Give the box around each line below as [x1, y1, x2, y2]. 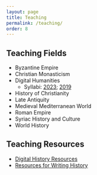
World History [14, 122, 50, 129]
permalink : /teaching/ [6, 20, 63, 26]
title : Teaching [6, 14, 47, 21]
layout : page [6, 8, 39, 15]
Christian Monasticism [14, 71, 71, 78]
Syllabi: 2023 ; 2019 [23, 83, 72, 91]
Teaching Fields [6, 48, 67, 58]
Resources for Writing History [14, 161, 88, 169]
